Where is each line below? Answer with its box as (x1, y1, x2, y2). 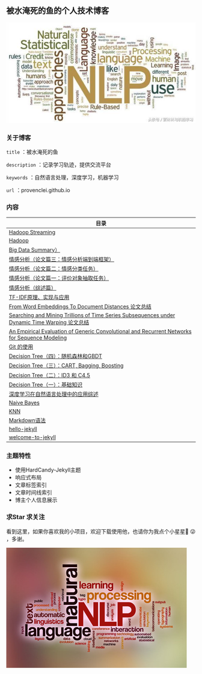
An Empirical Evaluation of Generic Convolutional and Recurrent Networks (8, 327, 192, 335)
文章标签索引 (14, 481, 47, 488)
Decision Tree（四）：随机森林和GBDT (8, 353, 102, 360)
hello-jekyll (8, 425, 37, 433)
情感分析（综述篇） (8, 284, 57, 291)
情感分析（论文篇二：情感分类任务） (8, 265, 99, 272)
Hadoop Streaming (8, 229, 56, 236)
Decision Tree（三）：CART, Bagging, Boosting (8, 362, 124, 369)
